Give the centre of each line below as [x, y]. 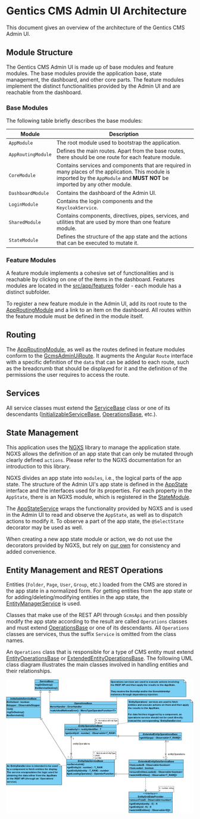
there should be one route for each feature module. [119, 157]
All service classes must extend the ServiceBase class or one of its [88, 408]
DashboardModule [29, 193]
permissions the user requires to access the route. [68, 374]
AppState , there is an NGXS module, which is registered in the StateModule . [99, 497]
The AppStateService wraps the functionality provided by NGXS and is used [99, 508]
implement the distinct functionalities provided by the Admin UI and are [93, 86]
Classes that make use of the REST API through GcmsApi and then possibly [97, 615]
